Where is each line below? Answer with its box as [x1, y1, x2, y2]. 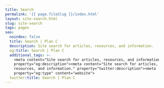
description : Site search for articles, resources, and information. [9, 44, 154, 48]
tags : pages [5, 25, 29, 30]
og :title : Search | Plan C [9, 48, 64, 53]
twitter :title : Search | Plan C [9, 75, 76, 80]
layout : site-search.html [5, 16, 58, 21]
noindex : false [9, 35, 41, 40]
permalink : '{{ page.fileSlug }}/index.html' [5, 12, 99, 17]
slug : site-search [5, 21, 42, 26]
